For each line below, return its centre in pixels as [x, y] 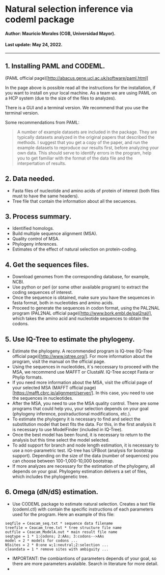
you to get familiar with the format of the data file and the [75, 158]
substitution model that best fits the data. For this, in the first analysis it [84, 424]
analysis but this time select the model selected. [61, 440]
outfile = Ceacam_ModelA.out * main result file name [61, 532]
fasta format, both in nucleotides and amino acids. [63, 303]
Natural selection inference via [69, 9]
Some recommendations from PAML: [42, 122]
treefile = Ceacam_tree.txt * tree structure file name [63, 528]
